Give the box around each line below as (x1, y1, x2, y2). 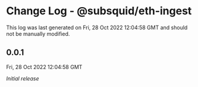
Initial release (6, 74, 39, 82)
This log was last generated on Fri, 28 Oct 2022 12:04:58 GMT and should (6, 24, 188, 31)
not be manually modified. (6, 30, 70, 37)
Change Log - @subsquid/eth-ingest (6, 4, 192, 18)
